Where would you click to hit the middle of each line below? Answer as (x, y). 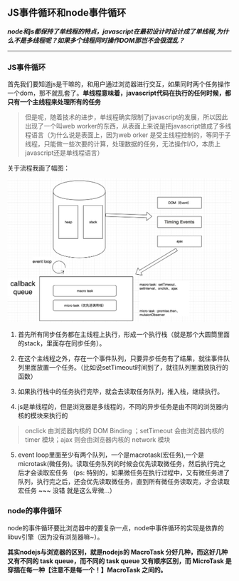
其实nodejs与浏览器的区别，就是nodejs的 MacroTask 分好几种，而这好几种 (118, 552)
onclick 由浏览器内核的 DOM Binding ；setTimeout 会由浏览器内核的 (124, 431)
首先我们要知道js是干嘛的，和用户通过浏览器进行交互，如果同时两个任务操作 (119, 84)
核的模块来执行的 (43, 415)
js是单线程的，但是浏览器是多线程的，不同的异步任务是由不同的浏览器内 (123, 407)
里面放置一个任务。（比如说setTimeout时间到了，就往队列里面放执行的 (126, 368)
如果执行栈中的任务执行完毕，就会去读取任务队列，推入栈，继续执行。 (121, 392)
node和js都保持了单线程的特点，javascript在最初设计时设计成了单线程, (112, 31)
